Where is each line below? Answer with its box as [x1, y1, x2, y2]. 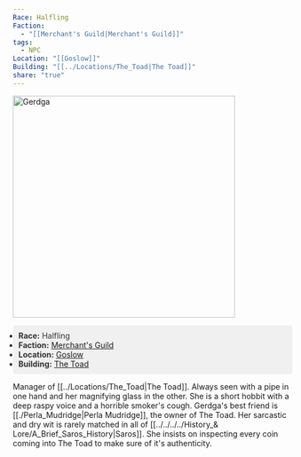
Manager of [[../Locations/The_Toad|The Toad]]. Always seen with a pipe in [12, 381, 289, 391]
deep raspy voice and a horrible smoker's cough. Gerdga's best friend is [12, 400, 279, 411]
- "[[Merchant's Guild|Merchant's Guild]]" [20, 29, 184, 38]
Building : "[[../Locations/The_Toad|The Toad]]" [12, 63, 196, 72]
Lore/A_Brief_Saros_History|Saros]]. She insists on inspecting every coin [12, 428, 279, 439]
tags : [12, 37, 33, 47]
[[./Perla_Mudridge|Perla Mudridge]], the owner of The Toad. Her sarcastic [12, 409, 287, 420]
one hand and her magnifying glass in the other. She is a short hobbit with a [12, 390, 289, 401]
